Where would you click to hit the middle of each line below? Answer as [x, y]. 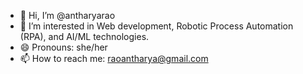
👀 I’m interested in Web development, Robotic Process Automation [156, 26]
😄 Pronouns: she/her [63, 47]
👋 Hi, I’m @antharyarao [67, 15]
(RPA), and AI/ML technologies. [84, 36]
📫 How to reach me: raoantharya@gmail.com [114, 58]
